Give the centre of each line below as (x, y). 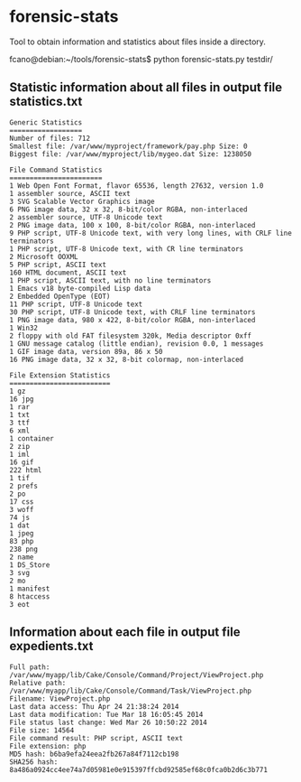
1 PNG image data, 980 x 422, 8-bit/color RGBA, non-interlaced (132, 320)
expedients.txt (51, 646)
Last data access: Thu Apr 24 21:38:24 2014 (94, 706)
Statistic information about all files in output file (146, 88)
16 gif (22, 462)
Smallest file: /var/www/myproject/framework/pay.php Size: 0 (128, 146)
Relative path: (38, 683)
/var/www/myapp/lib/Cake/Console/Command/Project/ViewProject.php (137, 675)
